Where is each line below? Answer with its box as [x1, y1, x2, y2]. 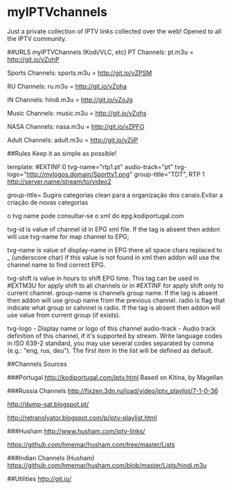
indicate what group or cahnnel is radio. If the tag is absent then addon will [7, 303, 221, 312]
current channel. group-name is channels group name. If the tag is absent [7, 288, 218, 297]
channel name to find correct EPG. [7, 261, 106, 269]
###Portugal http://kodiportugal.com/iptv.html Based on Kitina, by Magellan [7, 373, 224, 381]
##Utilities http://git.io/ [7, 474, 71, 482]
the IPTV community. [7, 34, 67, 42]
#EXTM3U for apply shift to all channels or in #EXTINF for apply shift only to [7, 281, 224, 290]
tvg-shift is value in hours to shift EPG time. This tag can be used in [7, 274, 199, 282]
